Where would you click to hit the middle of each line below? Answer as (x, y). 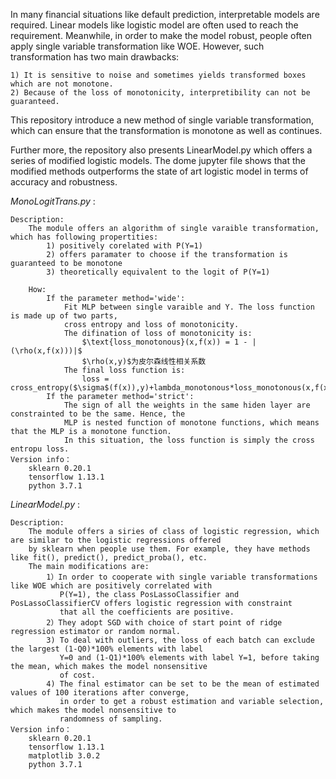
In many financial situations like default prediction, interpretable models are (165, 14)
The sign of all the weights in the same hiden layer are (187, 405)
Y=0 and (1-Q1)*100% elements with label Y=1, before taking (189, 658)
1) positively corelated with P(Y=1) (124, 246)
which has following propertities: (84, 237)
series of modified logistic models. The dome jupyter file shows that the (158, 160)
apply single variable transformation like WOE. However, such (137, 46)
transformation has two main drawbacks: (95, 57)
